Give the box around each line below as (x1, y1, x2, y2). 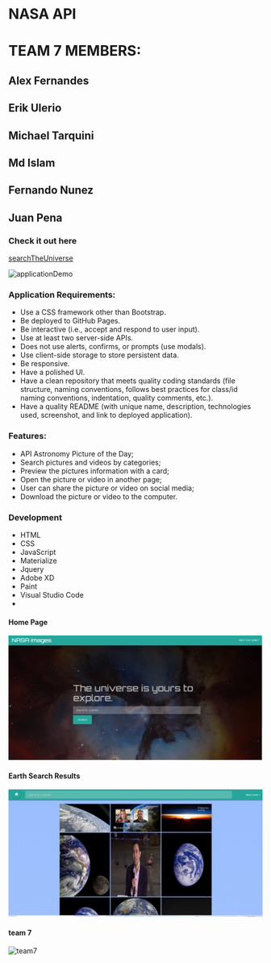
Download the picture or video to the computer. (19, 491, 178, 501)
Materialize (19, 556, 58, 565)
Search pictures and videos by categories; (19, 457, 161, 467)
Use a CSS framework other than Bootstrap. (19, 307, 167, 317)
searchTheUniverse (8, 253, 74, 263)
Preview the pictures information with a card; (19, 465, 169, 476)
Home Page (8, 617, 48, 627)
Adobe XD (19, 573, 55, 582)
